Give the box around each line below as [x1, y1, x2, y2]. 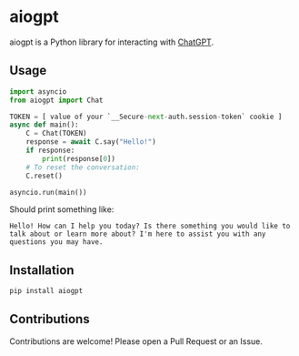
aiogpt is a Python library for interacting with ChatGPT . [9, 36, 214, 47]
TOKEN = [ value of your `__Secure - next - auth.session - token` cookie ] [9, 112, 283, 121]
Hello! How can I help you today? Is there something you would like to [9, 221, 291, 231]
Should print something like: [9, 204, 115, 215]
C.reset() [25, 171, 64, 180]
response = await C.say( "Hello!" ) [25, 137, 156, 147]
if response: [25, 146, 75, 155]
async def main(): [9, 120, 79, 129]
